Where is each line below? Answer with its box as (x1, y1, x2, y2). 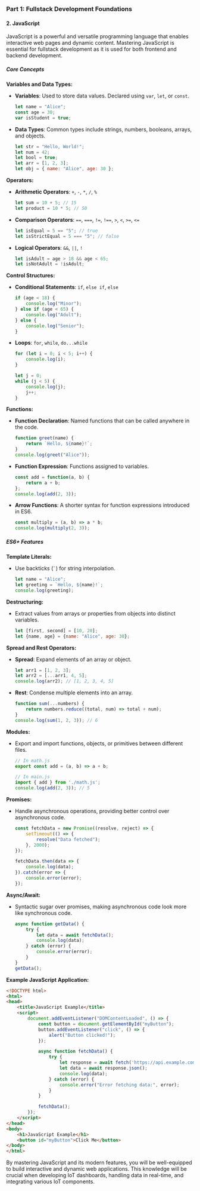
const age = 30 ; (14, 109, 55, 115)
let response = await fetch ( (59, 1060, 132, 1066)
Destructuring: (6, 598, 43, 605)
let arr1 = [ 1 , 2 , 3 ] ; (14, 667, 71, 673)
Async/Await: (6, 891, 40, 898)
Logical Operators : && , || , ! (14, 244, 83, 251)
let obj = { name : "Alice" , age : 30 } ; (14, 166, 114, 172)
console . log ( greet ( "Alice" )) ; (14, 452, 90, 458)
